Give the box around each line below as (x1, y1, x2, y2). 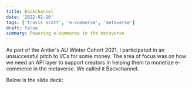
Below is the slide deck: (6, 77, 63, 84)
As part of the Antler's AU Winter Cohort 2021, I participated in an (6, 46, 165, 53)
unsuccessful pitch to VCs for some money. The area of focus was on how (6, 53, 187, 60)
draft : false (6, 25, 38, 31)
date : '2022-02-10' (6, 14, 54, 20)
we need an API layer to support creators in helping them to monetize (6, 59, 174, 66)
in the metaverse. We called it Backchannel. (33, 65, 139, 72)
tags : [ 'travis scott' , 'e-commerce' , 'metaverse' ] (6, 19, 135, 25)
